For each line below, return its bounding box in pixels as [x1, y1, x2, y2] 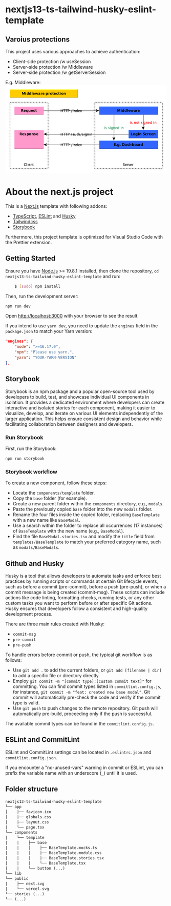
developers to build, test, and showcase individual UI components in [5, 393, 149, 400]
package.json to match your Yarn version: [5, 328, 93, 334]
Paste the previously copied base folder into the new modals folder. [12, 506, 153, 513]
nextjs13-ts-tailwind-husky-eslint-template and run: [5, 273, 121, 279]
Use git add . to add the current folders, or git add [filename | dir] [12, 667, 162, 673]
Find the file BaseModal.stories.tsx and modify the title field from [12, 534, 155, 540]
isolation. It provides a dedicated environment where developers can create [5, 399, 165, 405]
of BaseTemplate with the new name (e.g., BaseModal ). [12, 528, 124, 534]
